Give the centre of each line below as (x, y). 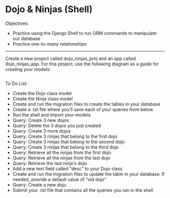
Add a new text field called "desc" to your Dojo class (67, 169)
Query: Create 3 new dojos (41, 120)
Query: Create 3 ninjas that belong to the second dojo (69, 142)
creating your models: (28, 69)
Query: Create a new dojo (39, 185)
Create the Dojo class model (42, 93)
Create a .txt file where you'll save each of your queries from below (83, 109)
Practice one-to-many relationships (50, 44)
